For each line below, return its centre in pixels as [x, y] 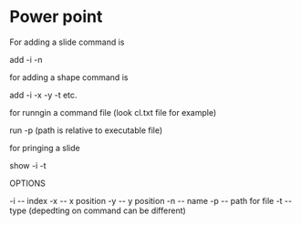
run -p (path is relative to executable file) [86, 130]
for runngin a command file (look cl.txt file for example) [113, 112]
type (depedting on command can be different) [98, 210]
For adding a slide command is [67, 42]
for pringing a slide [45, 148]
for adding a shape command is [69, 77]
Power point [56, 17]
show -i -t [28, 165]
